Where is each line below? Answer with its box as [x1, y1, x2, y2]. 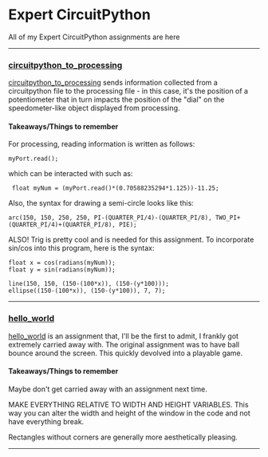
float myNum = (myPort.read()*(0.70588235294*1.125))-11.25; [11, 184, 219, 193]
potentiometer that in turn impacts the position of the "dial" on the [8, 94, 225, 105]
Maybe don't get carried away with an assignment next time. [8, 384, 207, 394]
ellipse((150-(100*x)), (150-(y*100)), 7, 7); [8, 287, 166, 295]
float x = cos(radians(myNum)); [8, 259, 116, 267]
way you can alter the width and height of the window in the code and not [8, 408, 251, 418]
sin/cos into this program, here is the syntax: [8, 243, 155, 253]
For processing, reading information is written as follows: [8, 139, 195, 149]
